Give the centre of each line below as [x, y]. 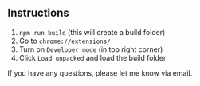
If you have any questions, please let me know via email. [100, 73]
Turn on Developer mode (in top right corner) [91, 49]
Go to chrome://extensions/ [65, 41]
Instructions [38, 13]
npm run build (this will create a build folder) [92, 32]
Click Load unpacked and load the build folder [92, 57]
